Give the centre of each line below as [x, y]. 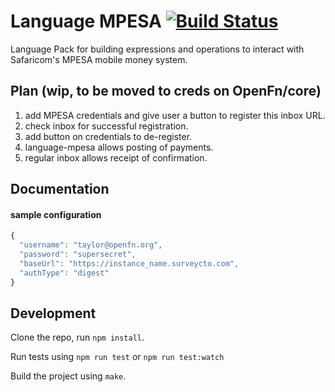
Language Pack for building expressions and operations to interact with [157, 49]
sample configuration [56, 214]
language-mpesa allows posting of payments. [119, 147]
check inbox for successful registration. [106, 126]
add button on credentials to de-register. [108, 136]
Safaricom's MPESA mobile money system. [99, 59]
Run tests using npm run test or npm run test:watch [117, 357]
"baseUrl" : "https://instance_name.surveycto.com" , [129, 263]
